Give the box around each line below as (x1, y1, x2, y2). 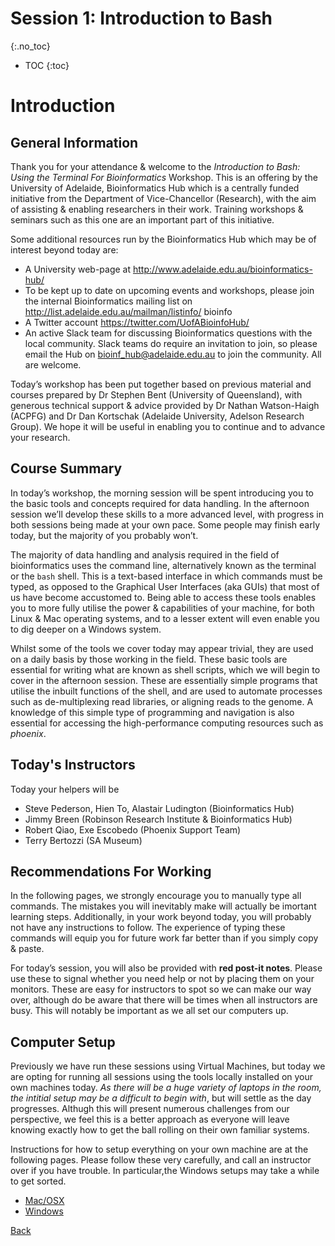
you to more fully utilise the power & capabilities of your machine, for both (10, 602, 315, 614)
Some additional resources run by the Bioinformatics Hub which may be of (10, 233, 317, 245)
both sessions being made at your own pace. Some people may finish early (10, 518, 321, 531)
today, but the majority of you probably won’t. (10, 529, 199, 541)
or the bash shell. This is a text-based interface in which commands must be (10, 570, 323, 582)
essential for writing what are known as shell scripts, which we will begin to (10, 663, 321, 676)
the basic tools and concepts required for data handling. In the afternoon (10, 497, 310, 509)
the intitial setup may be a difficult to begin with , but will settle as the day (10, 1092, 312, 1104)
